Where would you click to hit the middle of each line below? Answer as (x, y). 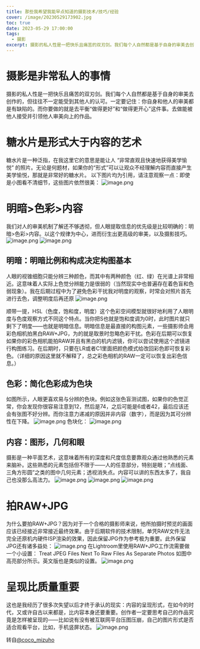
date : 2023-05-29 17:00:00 (40, 28)
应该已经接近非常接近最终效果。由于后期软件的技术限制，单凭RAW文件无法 (98, 531)
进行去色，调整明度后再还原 (40, 298)
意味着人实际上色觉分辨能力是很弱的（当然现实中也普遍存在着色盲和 (105, 283)
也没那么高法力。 (32, 480)
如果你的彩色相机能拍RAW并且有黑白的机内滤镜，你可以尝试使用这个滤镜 (96, 341)
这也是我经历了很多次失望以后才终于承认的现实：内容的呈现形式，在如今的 (97, 605)
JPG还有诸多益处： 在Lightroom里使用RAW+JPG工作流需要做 (98, 546)
